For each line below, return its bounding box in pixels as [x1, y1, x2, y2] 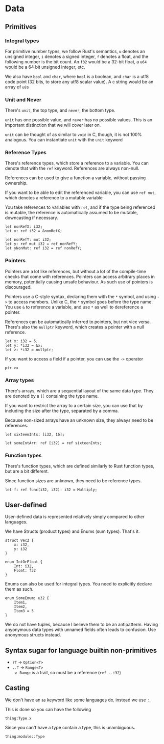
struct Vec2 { [5, 538, 34, 543]
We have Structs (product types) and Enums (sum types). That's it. [5, 528, 140, 534]
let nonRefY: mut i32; [5, 237, 51, 242]
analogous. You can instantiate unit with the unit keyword [5, 137, 123, 143]
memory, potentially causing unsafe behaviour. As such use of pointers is [5, 278, 153, 285]
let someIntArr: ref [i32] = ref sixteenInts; [5, 441, 102, 446]
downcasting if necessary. [5, 215, 59, 221]
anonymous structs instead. [5, 632, 61, 638]
